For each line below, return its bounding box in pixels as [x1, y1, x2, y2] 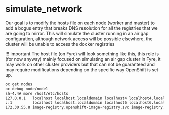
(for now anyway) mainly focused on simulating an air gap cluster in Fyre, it [5, 56, 161, 62]
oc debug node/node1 [5, 86, 49, 91]
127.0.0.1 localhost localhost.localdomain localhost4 [5, 96, 127, 101]
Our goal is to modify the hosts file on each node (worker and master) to [5, 20, 155, 26]
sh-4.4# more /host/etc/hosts [5, 91, 69, 96]
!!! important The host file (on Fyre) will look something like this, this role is [5, 51, 159, 57]
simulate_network [5, 3, 82, 15]
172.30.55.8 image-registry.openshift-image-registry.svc [5, 105, 129, 110]
